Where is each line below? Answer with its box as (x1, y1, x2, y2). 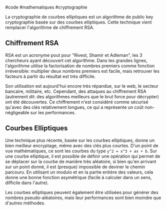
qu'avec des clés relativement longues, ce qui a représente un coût (5, 104, 144, 110)
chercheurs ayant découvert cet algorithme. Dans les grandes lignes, (5, 57, 147, 63)
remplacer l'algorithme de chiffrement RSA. (5, 24, 94, 30)
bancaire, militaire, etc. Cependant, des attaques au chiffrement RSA (5, 88, 146, 94)
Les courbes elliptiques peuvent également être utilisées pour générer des (5, 189, 158, 195)
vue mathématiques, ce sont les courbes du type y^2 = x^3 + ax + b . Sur (5, 148, 157, 154)
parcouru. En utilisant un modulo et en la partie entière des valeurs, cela (5, 169, 153, 175)
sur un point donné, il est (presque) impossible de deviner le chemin (5, 164, 145, 170)
